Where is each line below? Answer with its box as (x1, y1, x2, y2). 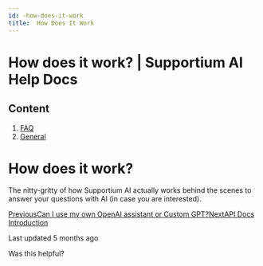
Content (8, 102, 50, 115)
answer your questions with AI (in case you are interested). (8, 194, 202, 204)
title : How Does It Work (8, 19, 94, 27)
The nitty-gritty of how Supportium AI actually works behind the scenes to (8, 186, 252, 195)
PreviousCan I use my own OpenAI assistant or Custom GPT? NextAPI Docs (8, 209, 255, 219)
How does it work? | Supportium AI (8, 53, 243, 72)
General (19, 131, 46, 141)
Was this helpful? (8, 248, 65, 259)
